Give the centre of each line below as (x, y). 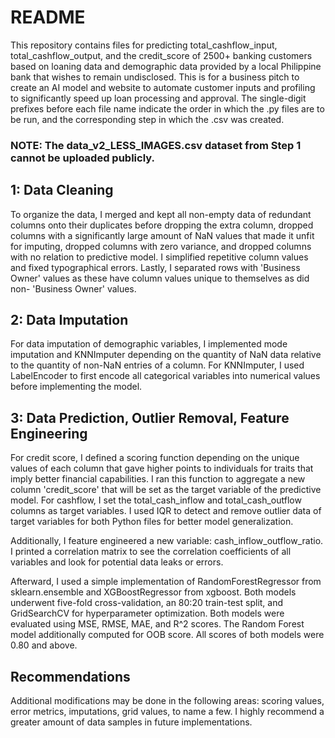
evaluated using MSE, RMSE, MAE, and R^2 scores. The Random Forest (157, 624)
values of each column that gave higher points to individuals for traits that (162, 468)
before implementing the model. (76, 387)
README (48, 17)
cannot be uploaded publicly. (82, 158)
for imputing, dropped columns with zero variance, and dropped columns (161, 246)
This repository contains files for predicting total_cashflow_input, (144, 45)
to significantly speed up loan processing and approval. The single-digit (158, 98)
